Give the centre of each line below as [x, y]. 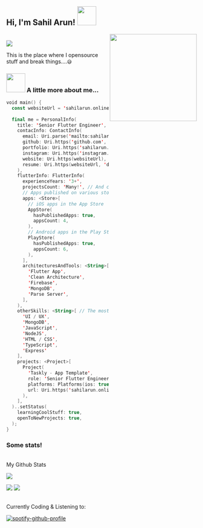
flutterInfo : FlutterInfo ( [51, 176]
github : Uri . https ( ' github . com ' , [64, 142]
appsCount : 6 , [51, 249]
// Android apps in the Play [65, 232]
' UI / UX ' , [36, 317]
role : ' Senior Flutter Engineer [69, 379]
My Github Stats [26, 465]
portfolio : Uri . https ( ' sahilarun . [66, 148]
